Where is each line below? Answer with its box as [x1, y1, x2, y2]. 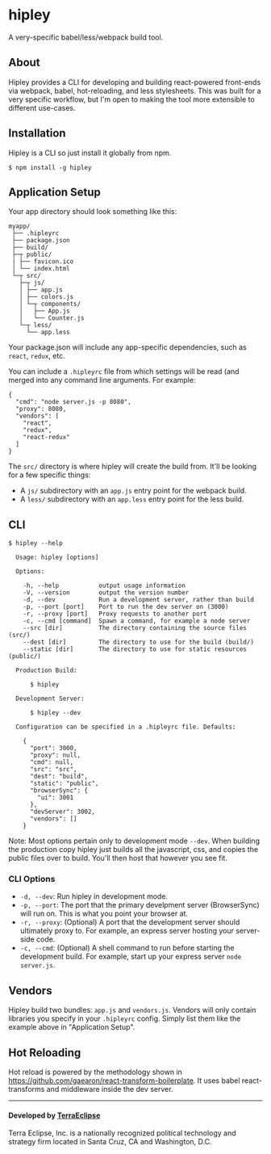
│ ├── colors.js [19, 293, 74, 301]
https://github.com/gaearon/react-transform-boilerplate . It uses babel [8, 1076, 240, 1085]
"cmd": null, [29, 758, 74, 766]
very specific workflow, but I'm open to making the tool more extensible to [8, 94, 256, 104]
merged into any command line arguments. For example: [8, 376, 196, 385]
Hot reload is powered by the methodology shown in [8, 1068, 183, 1077]
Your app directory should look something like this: [8, 207, 177, 216]
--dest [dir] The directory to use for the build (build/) [23, 638, 254, 647]
